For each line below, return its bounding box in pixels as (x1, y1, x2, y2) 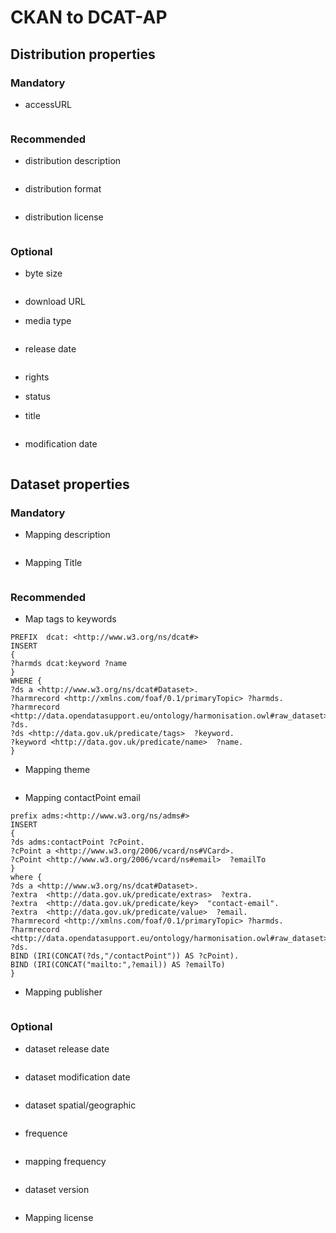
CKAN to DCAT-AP (10, 6, 168, 29)
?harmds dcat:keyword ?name (10, 659, 128, 669)
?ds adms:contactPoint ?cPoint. (10, 837, 145, 848)
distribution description (24, 155, 122, 167)
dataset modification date (24, 1071, 131, 1083)
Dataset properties (10, 476, 130, 493)
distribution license (24, 211, 104, 223)
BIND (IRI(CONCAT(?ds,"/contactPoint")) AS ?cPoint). (10, 951, 240, 961)
